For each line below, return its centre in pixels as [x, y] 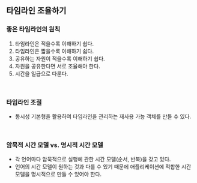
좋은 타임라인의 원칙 [33, 29]
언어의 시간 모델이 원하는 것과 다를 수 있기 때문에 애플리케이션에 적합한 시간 [103, 167]
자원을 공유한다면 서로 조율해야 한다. [57, 66]
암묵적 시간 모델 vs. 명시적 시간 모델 [55, 145]
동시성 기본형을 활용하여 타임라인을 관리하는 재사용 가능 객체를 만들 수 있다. [103, 116]
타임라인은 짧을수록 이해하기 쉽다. [54, 51]
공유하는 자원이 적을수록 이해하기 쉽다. [60, 58]
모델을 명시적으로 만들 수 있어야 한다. [58, 174]
